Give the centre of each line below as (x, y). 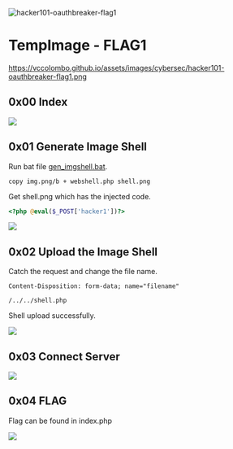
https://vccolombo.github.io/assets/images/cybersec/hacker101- (116, 68)
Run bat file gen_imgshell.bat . (58, 166)
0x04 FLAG (38, 401)
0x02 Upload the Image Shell (83, 252)
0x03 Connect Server (64, 357)
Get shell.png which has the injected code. (80, 196)
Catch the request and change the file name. (83, 272)
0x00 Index (38, 102)
